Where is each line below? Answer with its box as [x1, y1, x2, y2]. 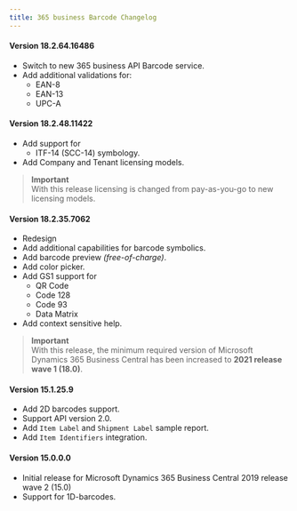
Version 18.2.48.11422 [9, 118, 93, 129]
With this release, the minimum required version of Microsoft [30, 345, 253, 355]
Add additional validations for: [21, 69, 132, 80]
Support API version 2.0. [21, 413, 113, 424]
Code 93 [35, 299, 68, 310]
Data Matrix [35, 308, 78, 320]
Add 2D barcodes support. [21, 403, 120, 414]
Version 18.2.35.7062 [9, 213, 91, 224]
